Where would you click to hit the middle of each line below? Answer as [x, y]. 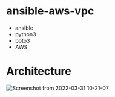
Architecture [39, 71]
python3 [25, 34]
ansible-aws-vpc [50, 11]
